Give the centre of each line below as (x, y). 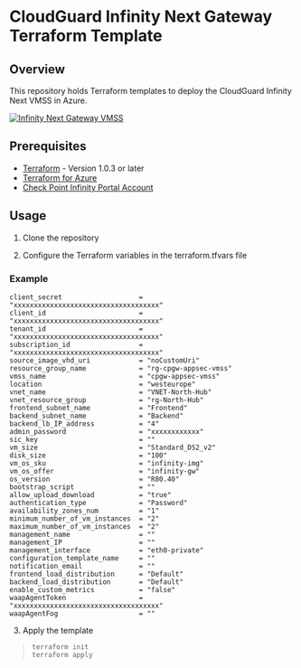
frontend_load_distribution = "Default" (96, 574)
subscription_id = (76, 344)
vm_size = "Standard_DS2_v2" (113, 447)
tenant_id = (76, 329)
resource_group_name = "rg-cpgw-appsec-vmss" (121, 368)
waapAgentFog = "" (82, 613)
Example (29, 278)
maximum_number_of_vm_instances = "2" (85, 526)
